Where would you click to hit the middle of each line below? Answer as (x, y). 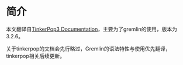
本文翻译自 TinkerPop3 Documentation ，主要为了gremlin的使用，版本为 (91, 29)
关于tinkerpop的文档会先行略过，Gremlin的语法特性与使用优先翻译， (88, 48)
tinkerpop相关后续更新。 (36, 56)
